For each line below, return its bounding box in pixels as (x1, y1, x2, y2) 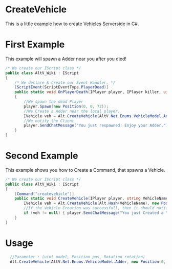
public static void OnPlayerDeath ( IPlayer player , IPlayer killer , (14, 89, 161, 95)
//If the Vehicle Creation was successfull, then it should (24, 206, 155, 211)
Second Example (5, 150, 78, 162)
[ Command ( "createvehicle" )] (14, 191, 74, 196)
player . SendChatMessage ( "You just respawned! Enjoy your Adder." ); (24, 123, 170, 128)
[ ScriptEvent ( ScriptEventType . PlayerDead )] (14, 85, 109, 90)
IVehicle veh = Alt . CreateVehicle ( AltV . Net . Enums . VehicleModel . (24, 113, 164, 119)
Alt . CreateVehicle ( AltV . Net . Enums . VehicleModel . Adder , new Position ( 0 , (10, 259, 166, 264)
